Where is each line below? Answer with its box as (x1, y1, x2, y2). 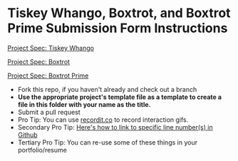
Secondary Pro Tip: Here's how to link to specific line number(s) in (17, 123, 213, 131)
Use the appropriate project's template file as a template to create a (17, 93, 222, 101)
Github (17, 130, 38, 139)
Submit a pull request (17, 108, 81, 116)
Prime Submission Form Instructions (7, 20, 228, 36)
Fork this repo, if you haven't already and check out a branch (17, 85, 197, 93)
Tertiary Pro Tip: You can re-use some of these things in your (17, 137, 198, 147)
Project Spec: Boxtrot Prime (7, 71, 89, 80)
